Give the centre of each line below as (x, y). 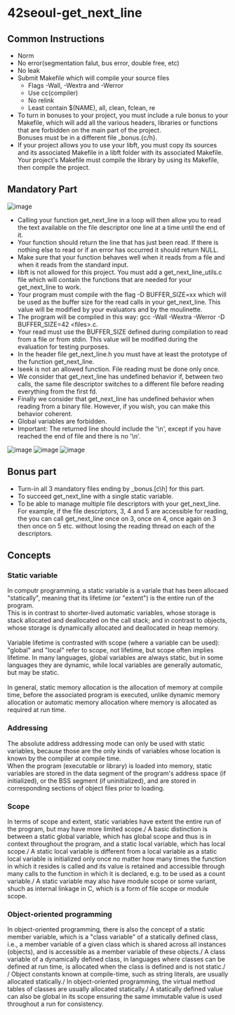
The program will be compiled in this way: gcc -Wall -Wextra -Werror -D (121, 316)
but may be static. (33, 673)
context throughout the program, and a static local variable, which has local (116, 844)
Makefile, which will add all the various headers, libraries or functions (117, 123)
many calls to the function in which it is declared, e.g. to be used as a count (116, 873)
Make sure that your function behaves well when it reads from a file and (121, 257)
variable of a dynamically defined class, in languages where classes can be (116, 960)
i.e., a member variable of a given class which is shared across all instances (117, 944)
